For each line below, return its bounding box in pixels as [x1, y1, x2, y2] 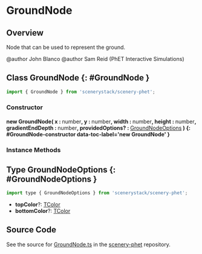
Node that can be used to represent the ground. [6, 43, 126, 51]
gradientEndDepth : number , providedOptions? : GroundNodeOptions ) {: [6, 124, 191, 132]
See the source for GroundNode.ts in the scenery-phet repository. [6, 241, 171, 248]
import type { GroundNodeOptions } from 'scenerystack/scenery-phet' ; [6, 189, 188, 196]
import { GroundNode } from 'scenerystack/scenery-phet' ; [6, 89, 155, 95]
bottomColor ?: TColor [15, 207, 71, 214]
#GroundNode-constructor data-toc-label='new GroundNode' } [6, 131, 171, 138]
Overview [6, 28, 44, 38]
